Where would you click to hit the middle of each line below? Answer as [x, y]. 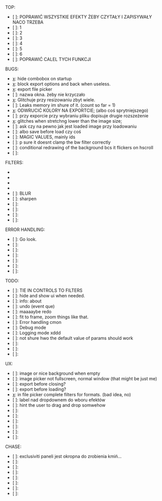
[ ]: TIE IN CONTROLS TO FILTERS [47, 290]
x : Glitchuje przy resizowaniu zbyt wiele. [54, 100]
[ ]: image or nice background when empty [56, 373]
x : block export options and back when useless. [61, 84]
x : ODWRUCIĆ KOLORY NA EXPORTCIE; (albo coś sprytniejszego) [80, 110]
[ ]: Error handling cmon [37, 322]
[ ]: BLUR [22, 193]
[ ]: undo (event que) [33, 306]
